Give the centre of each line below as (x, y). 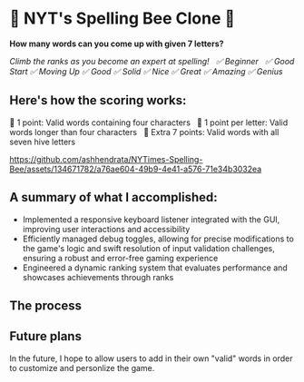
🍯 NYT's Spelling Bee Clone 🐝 (123, 19)
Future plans (45, 336)
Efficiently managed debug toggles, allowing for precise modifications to (158, 239)
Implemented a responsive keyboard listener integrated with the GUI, (151, 219)
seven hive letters (43, 142)
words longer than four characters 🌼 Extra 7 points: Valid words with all (144, 132)
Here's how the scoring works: (98, 100)
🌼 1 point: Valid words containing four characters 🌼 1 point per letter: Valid (149, 122)
